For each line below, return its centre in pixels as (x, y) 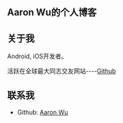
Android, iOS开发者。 (37, 56)
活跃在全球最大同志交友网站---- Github (61, 71)
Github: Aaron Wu (42, 113)
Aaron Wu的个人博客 (52, 13)
